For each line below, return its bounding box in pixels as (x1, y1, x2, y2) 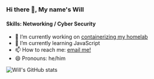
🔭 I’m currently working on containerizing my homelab (14, 33, 148, 40)
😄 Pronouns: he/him (14, 55, 66, 62)
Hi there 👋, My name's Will (6, 5, 84, 14)
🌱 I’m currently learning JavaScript (14, 40, 100, 47)
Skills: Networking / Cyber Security (6, 20, 96, 27)
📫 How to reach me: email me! (14, 46, 91, 53)
